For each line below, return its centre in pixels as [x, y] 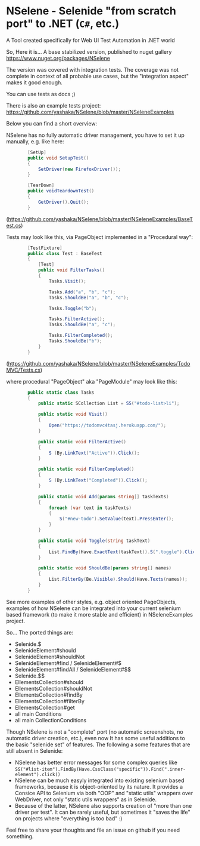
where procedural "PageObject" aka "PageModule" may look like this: [92, 381]
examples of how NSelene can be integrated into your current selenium [93, 608]
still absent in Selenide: [35, 750]
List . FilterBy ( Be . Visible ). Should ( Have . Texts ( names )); [118, 580]
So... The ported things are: [40, 632]
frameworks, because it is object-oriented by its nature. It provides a [99, 786]
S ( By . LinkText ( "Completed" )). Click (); [98, 480]
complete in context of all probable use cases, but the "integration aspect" [98, 76]
